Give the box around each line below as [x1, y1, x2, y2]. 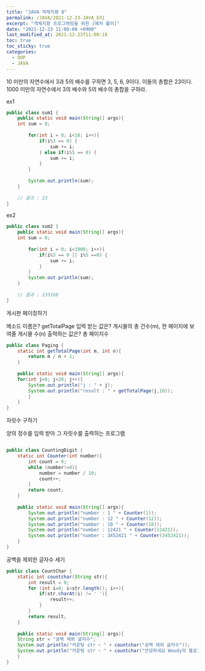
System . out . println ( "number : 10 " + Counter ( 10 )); [28, 521, 163, 527]
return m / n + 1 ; [28, 353, 75, 360]
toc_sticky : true [6, 43, 51, 50]
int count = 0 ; [28, 459, 67, 465]
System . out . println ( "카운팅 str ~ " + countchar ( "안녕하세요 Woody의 [17, 648, 186, 654]
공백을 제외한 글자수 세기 [6, 555, 65, 563]
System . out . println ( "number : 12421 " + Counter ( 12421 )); [28, 527, 179, 533]
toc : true [6, 37, 32, 43]
